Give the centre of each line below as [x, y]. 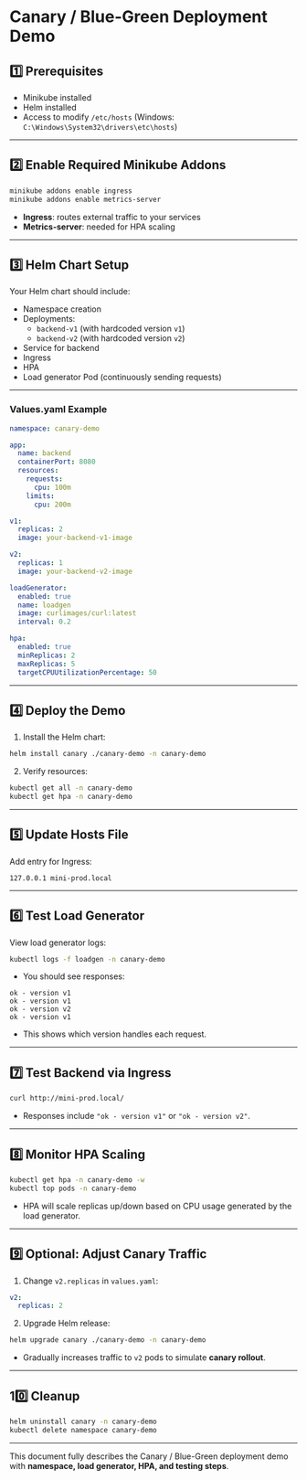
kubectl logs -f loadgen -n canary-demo [88, 959]
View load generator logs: [58, 942]
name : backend [44, 453]
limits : [40, 495]
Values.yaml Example [58, 410]
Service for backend [61, 348]
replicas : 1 [41, 563]
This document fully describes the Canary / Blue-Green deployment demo [149, 1456]
